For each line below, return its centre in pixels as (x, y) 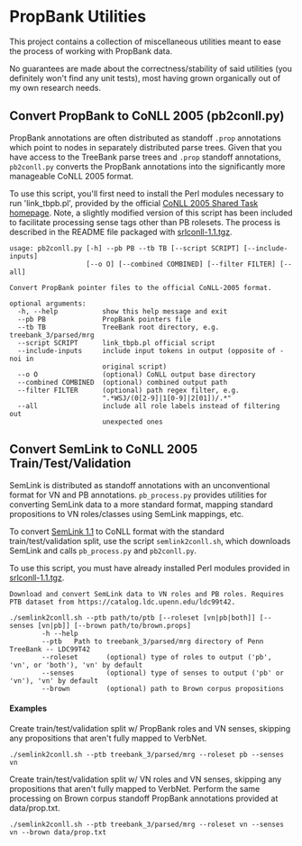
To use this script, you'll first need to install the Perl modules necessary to (146, 193)
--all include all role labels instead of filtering (149, 406)
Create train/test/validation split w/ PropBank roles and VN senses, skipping (150, 728)
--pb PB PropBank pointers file (105, 319)
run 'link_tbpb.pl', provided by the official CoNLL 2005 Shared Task (134, 203)
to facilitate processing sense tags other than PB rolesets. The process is (145, 222)
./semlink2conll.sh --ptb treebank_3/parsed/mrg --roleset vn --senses (146, 824)
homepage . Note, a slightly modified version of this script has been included (151, 213)
